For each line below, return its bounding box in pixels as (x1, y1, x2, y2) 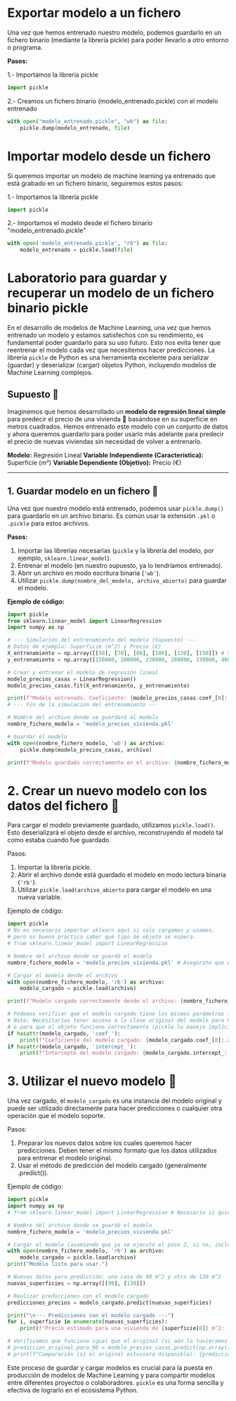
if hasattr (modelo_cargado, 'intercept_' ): (7, 1043, 137, 1050)
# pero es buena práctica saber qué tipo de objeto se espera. (7, 934, 197, 941)
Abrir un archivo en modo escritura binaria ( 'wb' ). (17, 569, 161, 577)
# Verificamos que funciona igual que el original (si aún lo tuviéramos (7, 1338, 228, 1345)
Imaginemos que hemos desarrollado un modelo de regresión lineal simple (7, 407, 226, 416)
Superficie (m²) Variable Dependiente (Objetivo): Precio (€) (7, 458, 182, 467)
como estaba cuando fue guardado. (7, 836, 111, 844)
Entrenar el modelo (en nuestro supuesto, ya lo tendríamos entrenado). (17, 561, 223, 569)
